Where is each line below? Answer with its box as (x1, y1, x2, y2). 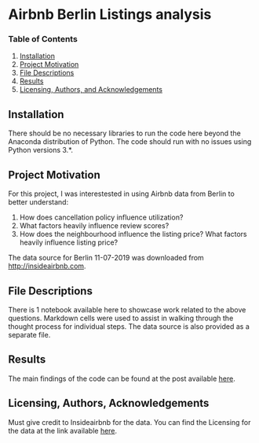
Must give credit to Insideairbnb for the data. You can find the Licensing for (8, 417, 251, 426)
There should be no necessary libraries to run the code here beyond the (8, 128, 241, 138)
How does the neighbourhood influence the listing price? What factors (19, 230, 247, 239)
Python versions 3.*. (8, 146, 73, 155)
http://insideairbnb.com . (8, 261, 86, 271)
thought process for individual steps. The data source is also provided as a (8, 321, 250, 331)
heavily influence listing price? (19, 238, 119, 247)
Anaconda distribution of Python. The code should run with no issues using (8, 137, 252, 146)
